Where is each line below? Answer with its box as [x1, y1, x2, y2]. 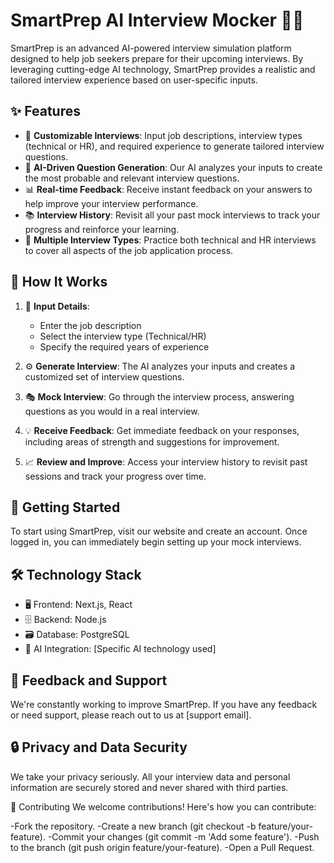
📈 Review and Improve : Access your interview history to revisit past [24, 455, 308, 468]
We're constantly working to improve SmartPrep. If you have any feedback [10, 699, 318, 710]
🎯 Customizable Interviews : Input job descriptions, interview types [24, 129, 303, 141]
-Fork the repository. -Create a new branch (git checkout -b [10, 820, 257, 832]
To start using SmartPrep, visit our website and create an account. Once [10, 525, 308, 538]
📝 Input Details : [24, 300, 90, 312]
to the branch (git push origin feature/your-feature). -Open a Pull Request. [10, 841, 315, 853]
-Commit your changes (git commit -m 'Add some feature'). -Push [47, 830, 320, 843]
